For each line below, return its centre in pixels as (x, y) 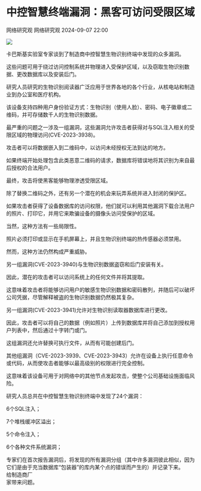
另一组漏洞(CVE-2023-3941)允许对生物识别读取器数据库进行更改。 (89, 310)
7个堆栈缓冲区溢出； (31, 421)
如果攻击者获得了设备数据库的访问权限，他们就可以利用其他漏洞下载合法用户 (100, 206)
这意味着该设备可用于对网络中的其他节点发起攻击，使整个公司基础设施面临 (98, 375)
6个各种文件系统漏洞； (34, 447)
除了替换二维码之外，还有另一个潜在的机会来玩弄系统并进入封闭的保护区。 (98, 193)
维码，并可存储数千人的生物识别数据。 (53, 114)
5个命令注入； (24, 434)
